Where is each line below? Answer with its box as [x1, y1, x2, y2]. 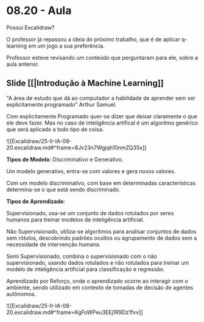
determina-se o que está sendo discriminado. [6, 185, 121, 193]
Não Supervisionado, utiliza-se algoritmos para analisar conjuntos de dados [6, 227, 197, 235]
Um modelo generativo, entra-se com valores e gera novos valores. [6, 167, 176, 174]
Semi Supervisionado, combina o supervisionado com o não [6, 252, 157, 260]
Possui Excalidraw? [6, 24, 55, 31]
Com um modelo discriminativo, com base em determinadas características [6, 179, 196, 187]
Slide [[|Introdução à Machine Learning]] [6, 78, 164, 88]
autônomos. [6, 290, 37, 298]
